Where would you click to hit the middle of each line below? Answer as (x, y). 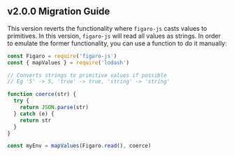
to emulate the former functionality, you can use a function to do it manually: (117, 43)
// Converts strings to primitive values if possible (87, 75)
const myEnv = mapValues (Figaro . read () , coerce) (79, 146)
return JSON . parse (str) (54, 108)
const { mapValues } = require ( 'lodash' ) (68, 62)
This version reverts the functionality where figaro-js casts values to (107, 28)
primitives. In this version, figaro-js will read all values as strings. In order (114, 36)
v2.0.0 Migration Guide (59, 12)
